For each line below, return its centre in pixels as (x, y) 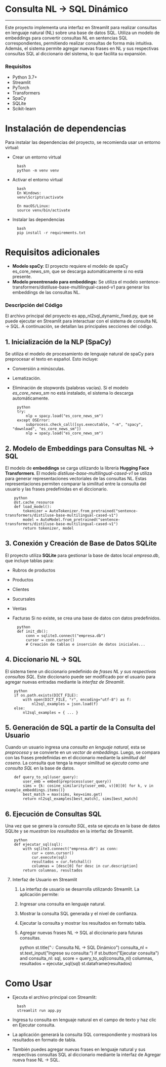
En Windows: (29, 193)
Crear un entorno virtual (37, 157)
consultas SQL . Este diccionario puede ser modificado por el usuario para (80, 677)
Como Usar (29, 984)
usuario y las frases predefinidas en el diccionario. (56, 489)
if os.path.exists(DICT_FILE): (46, 695)
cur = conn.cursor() (53, 853)
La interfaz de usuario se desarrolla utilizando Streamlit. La (80, 889)
